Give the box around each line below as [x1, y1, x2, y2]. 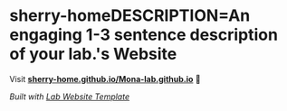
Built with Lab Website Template [9, 91, 129, 102]
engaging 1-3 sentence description [9, 24, 279, 45]
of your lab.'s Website [9, 44, 177, 64]
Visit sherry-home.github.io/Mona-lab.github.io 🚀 [9, 73, 201, 84]
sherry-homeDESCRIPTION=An [9, 5, 251, 26]
